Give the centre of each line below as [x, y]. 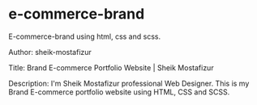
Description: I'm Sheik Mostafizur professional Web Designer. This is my [129, 83]
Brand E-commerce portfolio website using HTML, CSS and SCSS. [119, 92]
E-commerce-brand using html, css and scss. [84, 36]
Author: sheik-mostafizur [50, 52]
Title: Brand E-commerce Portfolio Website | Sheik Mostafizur [111, 67]
